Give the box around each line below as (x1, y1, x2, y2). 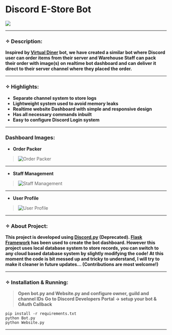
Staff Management (12, 170, 54, 176)
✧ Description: (5, 37, 42, 44)
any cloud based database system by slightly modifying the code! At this (5, 251, 164, 257)
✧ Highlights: (5, 83, 39, 91)
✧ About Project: (5, 222, 48, 230)
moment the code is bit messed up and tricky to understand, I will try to (5, 256, 160, 262)
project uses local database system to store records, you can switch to (5, 245, 159, 251)
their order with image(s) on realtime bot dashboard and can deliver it (5, 60, 156, 66)
